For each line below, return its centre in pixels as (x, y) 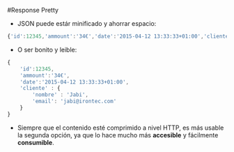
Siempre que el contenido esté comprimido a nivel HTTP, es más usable (120, 128)
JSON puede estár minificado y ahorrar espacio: (87, 23)
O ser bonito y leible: (47, 50)
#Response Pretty (33, 10)
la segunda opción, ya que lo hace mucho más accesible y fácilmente (118, 135)
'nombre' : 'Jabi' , (61, 95)
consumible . (36, 142)
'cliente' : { (40, 89)
